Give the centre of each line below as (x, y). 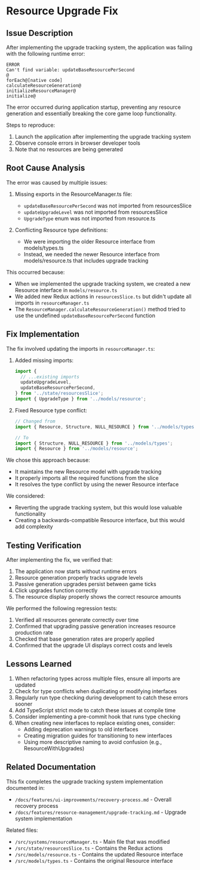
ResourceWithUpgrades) (54, 748)
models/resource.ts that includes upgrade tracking (86, 261)
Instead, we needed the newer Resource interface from (92, 254)
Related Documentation (51, 767)
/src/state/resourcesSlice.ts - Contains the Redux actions (89, 848)
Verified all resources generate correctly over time (77, 620)
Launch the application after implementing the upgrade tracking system (103, 137)
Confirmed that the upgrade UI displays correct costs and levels (94, 645)
